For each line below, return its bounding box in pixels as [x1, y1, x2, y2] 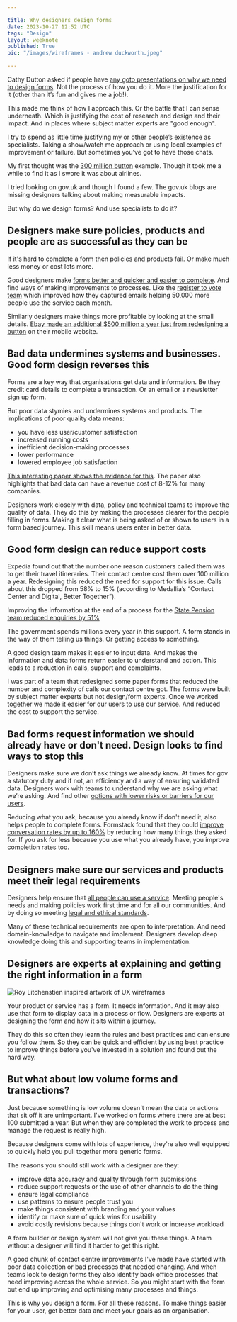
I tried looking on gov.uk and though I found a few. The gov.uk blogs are [7, 183, 217, 191]
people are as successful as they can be [7, 235, 188, 248]
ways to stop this [7, 750, 84, 762]
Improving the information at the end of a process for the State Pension [7, 606, 215, 615]
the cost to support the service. [7, 707, 99, 716]
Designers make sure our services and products [7, 863, 224, 875]
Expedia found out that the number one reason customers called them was [7, 562, 225, 571]
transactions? [7, 1085, 70, 1097]
